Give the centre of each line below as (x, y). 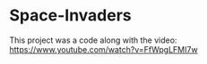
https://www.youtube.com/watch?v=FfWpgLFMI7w (104, 49)
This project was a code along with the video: (93, 40)
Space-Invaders (70, 16)
